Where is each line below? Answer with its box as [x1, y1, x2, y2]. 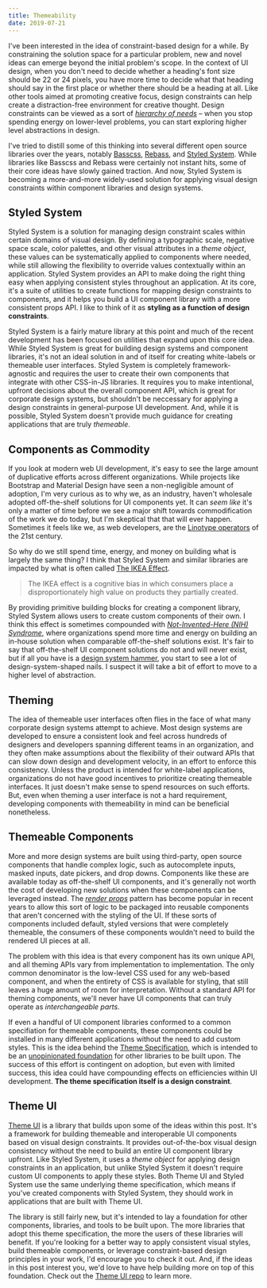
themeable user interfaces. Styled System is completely [8, 361, 191, 370]
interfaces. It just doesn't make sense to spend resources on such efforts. [8, 782, 250, 791]
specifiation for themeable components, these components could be [8, 1026, 233, 1035]
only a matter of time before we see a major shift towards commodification [8, 506, 253, 516]
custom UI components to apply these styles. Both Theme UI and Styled [8, 1171, 245, 1181]
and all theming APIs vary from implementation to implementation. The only [8, 959, 255, 969]
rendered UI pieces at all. [8, 935, 91, 946]
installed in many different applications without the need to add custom [8, 1034, 241, 1043]
